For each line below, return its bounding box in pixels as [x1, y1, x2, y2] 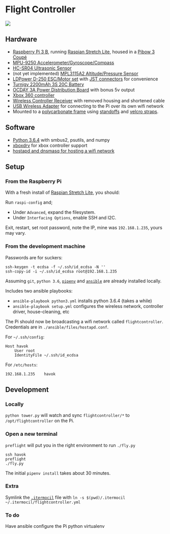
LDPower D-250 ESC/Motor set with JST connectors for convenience [12, 76, 158, 82]
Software [5, 123, 35, 132]
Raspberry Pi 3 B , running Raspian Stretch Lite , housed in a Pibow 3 [12, 49, 155, 55]
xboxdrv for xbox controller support [12, 142, 88, 148]
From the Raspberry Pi [5, 177, 62, 185]
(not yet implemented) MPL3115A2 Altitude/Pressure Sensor [12, 70, 138, 76]
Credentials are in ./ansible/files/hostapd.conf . [5, 324, 109, 330]
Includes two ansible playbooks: [5, 287, 73, 294]
